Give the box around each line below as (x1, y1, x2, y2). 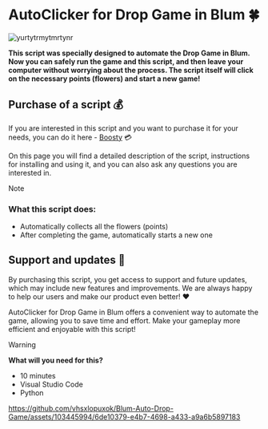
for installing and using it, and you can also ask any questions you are (8, 159, 238, 169)
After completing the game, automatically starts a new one (19, 230, 214, 240)
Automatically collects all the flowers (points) (19, 222, 169, 232)
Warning (8, 339, 36, 350)
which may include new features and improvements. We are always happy (8, 283, 253, 293)
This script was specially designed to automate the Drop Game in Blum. (8, 48, 250, 58)
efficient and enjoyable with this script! (8, 324, 136, 334)
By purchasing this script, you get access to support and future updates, (8, 274, 248, 284)
